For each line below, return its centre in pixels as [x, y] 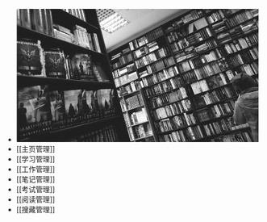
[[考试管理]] [35, 189]
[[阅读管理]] [35, 199]
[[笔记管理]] [35, 179]
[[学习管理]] [35, 159]
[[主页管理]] [35, 149]
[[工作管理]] [35, 169]
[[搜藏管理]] [35, 209]
